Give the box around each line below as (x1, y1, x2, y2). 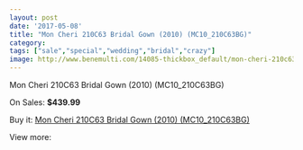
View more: (9, 132, 52, 142)
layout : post (9, 13, 59, 22)
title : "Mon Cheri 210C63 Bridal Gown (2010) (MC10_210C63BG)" (9, 30, 252, 39)
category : (9, 38, 47, 48)
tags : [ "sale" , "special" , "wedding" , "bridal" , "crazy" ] (9, 47, 216, 56)
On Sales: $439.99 (9, 97, 81, 108)
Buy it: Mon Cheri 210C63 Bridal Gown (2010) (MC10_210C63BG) (9, 114, 251, 125)
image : (9, 55, 34, 64)
